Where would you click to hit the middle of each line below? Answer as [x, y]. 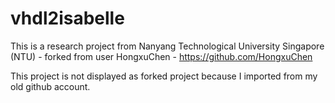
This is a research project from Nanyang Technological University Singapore [167, 46]
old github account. [50, 86]
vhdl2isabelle [67, 18]
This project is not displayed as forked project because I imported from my [164, 76]
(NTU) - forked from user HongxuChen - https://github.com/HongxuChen [161, 56]
